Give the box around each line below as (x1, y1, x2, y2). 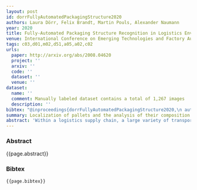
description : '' (11, 101, 51, 107)
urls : (6, 47, 19, 53)
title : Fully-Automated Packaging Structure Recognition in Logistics (6, 30, 182, 36)
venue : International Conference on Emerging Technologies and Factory (6, 36, 185, 42)
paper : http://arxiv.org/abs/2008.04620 (11, 52, 111, 58)
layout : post (6, 8, 38, 15)
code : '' (11, 69, 33, 74)
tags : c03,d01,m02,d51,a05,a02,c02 (6, 42, 93, 48)
